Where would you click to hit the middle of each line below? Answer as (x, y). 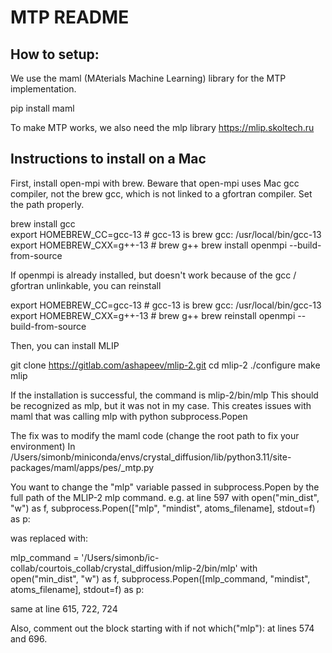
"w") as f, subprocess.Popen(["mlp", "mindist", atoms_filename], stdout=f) (163, 508)
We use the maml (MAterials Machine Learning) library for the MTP (148, 78)
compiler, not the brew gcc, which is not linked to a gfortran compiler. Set (161, 193)
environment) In (43, 446)
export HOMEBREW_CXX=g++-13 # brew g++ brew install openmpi (149, 245)
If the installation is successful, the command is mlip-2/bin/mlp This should (164, 395)
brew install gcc (43, 223)
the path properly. (47, 204)
